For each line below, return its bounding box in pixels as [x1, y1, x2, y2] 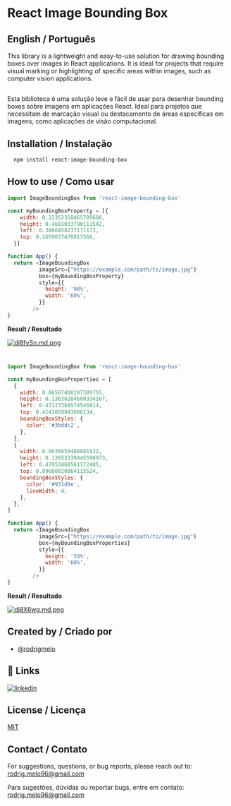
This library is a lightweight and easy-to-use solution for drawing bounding [7, 52, 224, 60]
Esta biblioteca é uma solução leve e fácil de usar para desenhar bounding [7, 95, 224, 103]
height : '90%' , [44, 286, 90, 293]
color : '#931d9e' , [25, 481, 80, 488]
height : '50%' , [44, 553, 90, 560]
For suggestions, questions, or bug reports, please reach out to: [7, 762, 192, 771]
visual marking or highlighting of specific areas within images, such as [7, 67, 211, 75]
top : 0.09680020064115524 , [20, 468, 99, 475]
